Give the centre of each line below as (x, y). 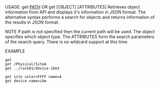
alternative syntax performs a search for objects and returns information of (80, 17)
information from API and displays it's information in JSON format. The (76, 12)
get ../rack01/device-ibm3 (32, 68)
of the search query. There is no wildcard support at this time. (67, 42)
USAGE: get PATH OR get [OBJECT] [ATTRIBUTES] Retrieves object (72, 7)
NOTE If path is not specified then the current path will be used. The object (80, 31)
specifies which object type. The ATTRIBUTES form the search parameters (80, 37)
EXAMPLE (15, 51)
